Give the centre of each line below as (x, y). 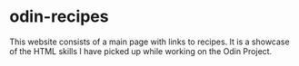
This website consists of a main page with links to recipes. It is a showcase (149, 42)
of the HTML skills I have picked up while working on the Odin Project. (141, 51)
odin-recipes (59, 17)
